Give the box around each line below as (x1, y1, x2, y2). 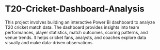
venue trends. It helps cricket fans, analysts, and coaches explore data (5, 35, 146, 40)
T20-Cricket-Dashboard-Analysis (5, 3, 144, 14)
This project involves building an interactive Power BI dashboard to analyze (5, 19, 155, 25)
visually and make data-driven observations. (5, 39, 94, 45)
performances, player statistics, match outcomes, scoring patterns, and (5, 29, 148, 35)
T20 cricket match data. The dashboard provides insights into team (5, 24, 140, 30)
